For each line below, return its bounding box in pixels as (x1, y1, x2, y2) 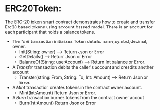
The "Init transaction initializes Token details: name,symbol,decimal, (12, 38, 148, 44)
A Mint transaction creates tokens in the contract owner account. (12, 84, 142, 90)
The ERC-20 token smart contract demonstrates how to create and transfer (5, 19, 155, 25)
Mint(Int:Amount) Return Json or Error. (19, 90, 96, 96)
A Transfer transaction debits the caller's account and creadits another (12, 64, 154, 70)
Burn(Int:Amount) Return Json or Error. (19, 100, 97, 106)
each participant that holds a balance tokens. (5, 29, 96, 35)
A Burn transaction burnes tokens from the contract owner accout (12, 95, 144, 100)
